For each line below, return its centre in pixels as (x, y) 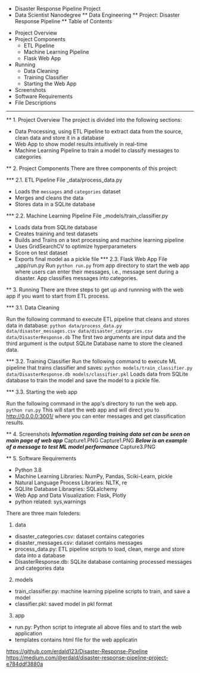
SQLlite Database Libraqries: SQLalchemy (66, 489)
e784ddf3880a (25, 664)
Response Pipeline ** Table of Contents (63, 21)
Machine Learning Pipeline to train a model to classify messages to (97, 150)
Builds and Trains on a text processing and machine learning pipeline (99, 240)
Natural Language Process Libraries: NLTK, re (71, 483)
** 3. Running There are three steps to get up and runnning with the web (95, 290)
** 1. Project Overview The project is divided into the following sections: (94, 120)
